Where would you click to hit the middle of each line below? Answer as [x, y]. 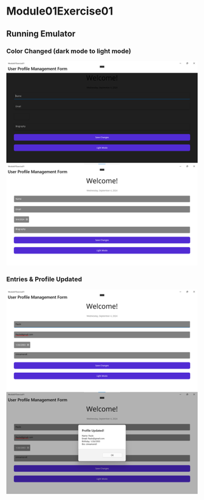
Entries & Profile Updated [44, 279]
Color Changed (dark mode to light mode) [69, 51]
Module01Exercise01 [60, 11]
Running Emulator [41, 34]
